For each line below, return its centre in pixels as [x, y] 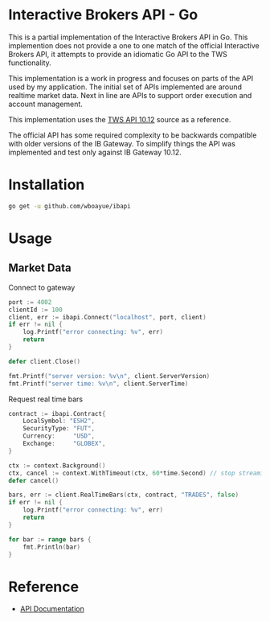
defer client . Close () [45, 361]
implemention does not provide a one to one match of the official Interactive [134, 45]
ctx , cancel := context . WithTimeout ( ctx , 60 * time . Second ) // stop [122, 473]
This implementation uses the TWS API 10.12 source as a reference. [120, 119]
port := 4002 [30, 302]
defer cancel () [34, 480]
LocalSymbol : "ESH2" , [59, 421]
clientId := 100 [35, 310]
